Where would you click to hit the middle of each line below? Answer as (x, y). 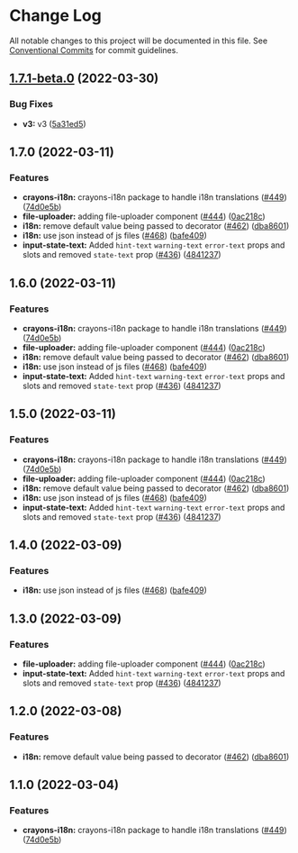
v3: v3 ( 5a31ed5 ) (54, 123)
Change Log (55, 16)
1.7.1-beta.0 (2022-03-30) (84, 79)
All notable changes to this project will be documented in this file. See (139, 41)
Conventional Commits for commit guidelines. (94, 50)
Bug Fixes (32, 104)
